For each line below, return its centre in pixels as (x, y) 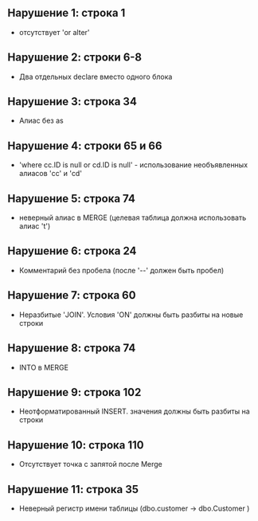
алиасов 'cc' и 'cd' (51, 174)
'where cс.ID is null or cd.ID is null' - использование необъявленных (133, 165)
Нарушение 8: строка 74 (72, 349)
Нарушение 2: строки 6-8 (75, 58)
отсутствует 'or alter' (54, 32)
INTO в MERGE (44, 367)
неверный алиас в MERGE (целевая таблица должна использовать (133, 217)
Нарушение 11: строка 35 (73, 489)
